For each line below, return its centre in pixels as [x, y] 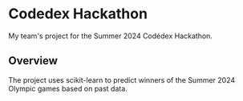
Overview [33, 61]
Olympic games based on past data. [68, 88]
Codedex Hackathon [78, 14]
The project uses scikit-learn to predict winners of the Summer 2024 [122, 80]
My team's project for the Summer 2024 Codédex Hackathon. [110, 36]
